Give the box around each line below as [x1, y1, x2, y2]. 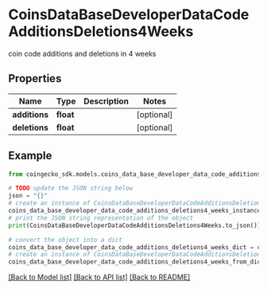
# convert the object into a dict [8, 236, 123, 244]
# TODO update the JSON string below [8, 185, 133, 193]
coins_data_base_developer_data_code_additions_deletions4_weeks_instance [8, 207, 261, 215]
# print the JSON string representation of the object [8, 213, 194, 222]
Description [83, 96, 130, 107]
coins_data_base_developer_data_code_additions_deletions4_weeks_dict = [8, 243, 254, 252]
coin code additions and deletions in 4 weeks [8, 49, 157, 58]
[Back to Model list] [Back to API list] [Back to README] [8, 272, 191, 282]
